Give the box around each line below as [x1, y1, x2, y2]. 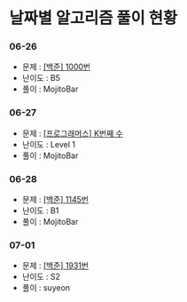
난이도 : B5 [21, 73, 60, 83]
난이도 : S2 [21, 272, 60, 282]
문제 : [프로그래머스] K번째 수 [21, 128, 123, 139]
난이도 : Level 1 [21, 139, 75, 149]
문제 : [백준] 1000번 [21, 61, 91, 72]
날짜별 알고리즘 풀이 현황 [9, 8, 178, 28]
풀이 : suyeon [21, 282, 71, 293]
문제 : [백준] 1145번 [21, 195, 89, 205]
